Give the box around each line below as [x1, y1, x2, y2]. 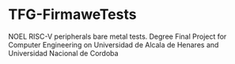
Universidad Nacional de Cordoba [8, 48, 119, 58]
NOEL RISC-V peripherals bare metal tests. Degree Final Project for [8, 32, 227, 41]
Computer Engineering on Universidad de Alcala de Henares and [8, 40, 219, 49]
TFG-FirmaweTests [8, 6, 137, 24]
